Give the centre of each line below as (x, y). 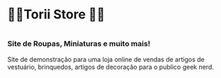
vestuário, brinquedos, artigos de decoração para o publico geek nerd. (111, 67)
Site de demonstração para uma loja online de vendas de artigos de (106, 59)
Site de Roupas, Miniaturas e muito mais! (79, 44)
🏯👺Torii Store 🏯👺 (56, 15)
